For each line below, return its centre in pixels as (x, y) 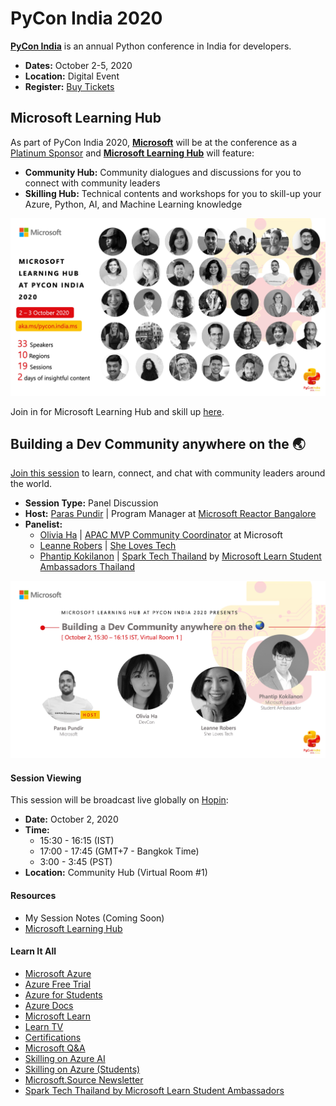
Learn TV (44, 1026)
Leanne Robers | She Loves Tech (108, 546)
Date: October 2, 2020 (71, 819)
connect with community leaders (92, 183)
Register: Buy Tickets (69, 86)
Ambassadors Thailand (87, 567)
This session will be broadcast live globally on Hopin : (119, 800)
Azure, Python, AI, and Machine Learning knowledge (133, 204)
